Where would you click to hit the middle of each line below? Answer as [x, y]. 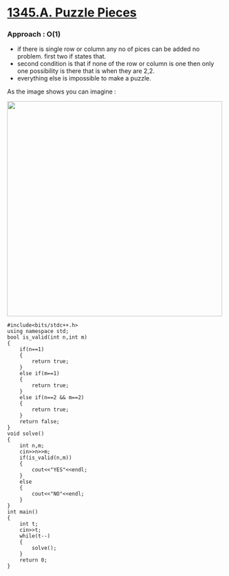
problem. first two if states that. [62, 56]
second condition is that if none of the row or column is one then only [116, 64]
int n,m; [32, 446]
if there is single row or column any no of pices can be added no [108, 49]
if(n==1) [32, 350]
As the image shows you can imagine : [62, 92]
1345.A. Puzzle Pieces [72, 13]
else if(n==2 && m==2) [52, 398]
